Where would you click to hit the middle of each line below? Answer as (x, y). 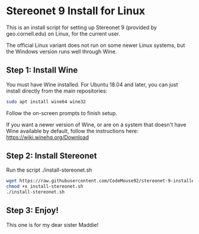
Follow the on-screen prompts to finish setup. (62, 113)
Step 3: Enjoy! (33, 211)
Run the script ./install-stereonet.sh (49, 170)
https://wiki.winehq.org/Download (48, 137)
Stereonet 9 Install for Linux (76, 11)
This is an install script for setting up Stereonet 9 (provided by (81, 27)
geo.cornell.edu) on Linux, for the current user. (63, 33)
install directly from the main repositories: (57, 91)
